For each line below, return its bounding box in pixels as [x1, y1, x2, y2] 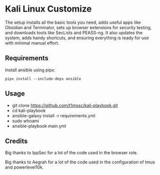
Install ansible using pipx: [5, 67, 56, 73]
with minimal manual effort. [5, 40, 60, 46]
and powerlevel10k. [5, 164, 44, 170]
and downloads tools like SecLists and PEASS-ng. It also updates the [5, 30, 143, 35]
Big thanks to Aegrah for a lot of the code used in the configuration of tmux [5, 159, 155, 165]
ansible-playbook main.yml [12, 123, 66, 129]
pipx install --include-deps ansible [5, 76, 81, 81]
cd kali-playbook [12, 108, 46, 113]
